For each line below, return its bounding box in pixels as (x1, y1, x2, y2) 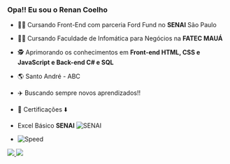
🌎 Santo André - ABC (17, 72, 80, 81)
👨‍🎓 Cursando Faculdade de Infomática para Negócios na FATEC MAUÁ (17, 34, 223, 43)
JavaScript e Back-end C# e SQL (17, 58, 114, 67)
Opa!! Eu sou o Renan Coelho (7, 5, 108, 15)
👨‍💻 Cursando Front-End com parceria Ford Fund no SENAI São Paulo (17, 21, 217, 29)
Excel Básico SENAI (17, 121, 75, 130)
